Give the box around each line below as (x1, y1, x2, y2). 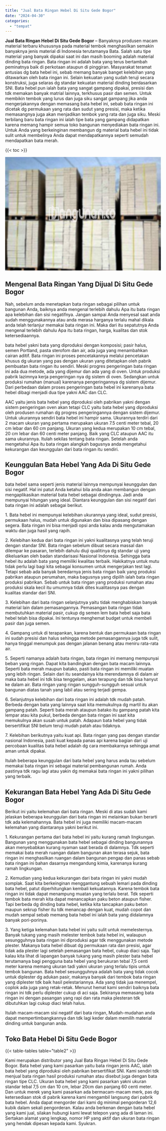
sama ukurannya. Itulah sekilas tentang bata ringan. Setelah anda (5, 436, 138, 442)
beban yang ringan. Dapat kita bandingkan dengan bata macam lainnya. (5, 661, 152, 667)
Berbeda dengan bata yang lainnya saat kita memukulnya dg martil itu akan (5, 702, 158, 708)
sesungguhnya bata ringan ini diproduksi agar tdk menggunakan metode (5, 937, 153, 943)
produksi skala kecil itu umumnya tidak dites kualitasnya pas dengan (5, 585, 145, 590)
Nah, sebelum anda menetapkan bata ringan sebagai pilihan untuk (5, 301, 140, 307)
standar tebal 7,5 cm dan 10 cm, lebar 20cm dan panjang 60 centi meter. (5, 1084, 152, 1090)
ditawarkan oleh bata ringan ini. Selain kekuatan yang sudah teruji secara (5, 75, 154, 81)
